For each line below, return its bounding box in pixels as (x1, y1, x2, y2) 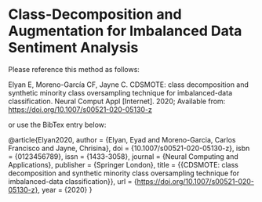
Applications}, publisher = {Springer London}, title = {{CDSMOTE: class (8, 160, 239, 169)
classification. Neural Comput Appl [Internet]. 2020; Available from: (8, 96, 226, 106)
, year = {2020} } (38, 185, 93, 194)
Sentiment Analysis (8, 39, 139, 56)
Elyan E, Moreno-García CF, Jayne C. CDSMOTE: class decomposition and (8, 80, 249, 89)
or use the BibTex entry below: (8, 120, 107, 129)
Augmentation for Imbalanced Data (8, 22, 242, 40)
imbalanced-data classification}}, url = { (8, 176, 137, 186)
